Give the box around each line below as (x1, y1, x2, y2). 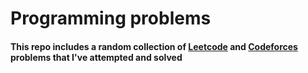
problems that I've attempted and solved (10, 51, 183, 63)
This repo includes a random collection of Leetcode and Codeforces (10, 40, 298, 52)
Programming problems (10, 7, 212, 30)
